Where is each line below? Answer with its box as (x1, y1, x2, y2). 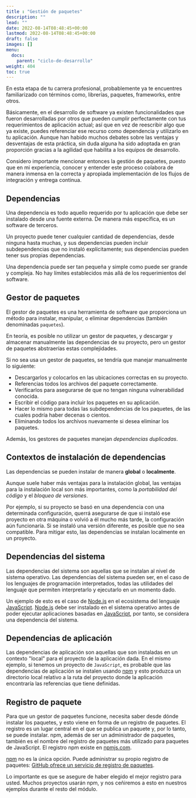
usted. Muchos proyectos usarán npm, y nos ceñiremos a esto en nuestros (6, 779, 187, 786)
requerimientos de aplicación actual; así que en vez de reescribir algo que (6, 121, 185, 128)
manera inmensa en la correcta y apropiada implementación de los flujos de (6, 170, 190, 177)
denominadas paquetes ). (6, 321, 65, 328)
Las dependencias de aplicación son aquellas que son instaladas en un (6, 649, 178, 656)
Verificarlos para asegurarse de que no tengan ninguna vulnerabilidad (14, 386, 184, 393)
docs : (11, 52, 25, 58)
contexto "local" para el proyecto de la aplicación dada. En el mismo (6, 655, 171, 662)
